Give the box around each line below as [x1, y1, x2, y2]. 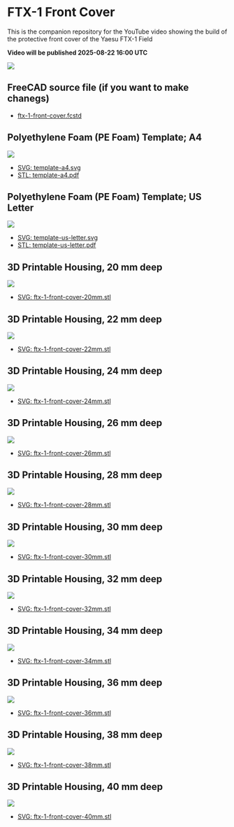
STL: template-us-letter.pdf [17, 241, 96, 249]
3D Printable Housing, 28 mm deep [7, 469, 163, 481]
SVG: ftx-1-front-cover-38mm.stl [17, 761, 112, 769]
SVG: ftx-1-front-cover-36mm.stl [17, 708, 112, 717]
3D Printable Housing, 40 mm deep [7, 781, 163, 793]
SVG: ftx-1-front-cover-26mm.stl [17, 448, 111, 457]
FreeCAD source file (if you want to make [7, 82, 189, 94]
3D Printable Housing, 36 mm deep [7, 677, 163, 689]
